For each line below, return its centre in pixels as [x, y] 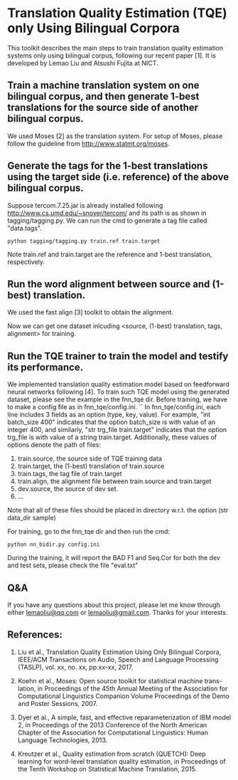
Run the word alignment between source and [109, 284]
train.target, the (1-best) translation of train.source [91, 466]
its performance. [45, 367]
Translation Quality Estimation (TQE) [117, 13]
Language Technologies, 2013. [63, 740]
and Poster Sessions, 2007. [58, 703]
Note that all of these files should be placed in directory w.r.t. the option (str [118, 510]
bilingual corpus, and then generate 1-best [103, 96]
